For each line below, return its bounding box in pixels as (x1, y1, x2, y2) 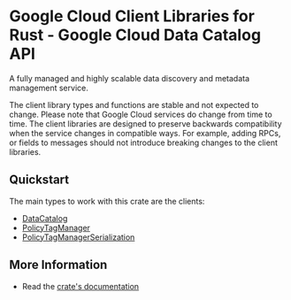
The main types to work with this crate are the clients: (9, 196, 205, 206)
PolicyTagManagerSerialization (21, 232, 135, 242)
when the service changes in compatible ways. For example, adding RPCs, (9, 127, 281, 138)
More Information (9, 258, 108, 273)
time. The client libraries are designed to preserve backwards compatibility (9, 118, 282, 129)
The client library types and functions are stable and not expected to (9, 99, 259, 110)
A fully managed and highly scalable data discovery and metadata (9, 73, 250, 83)
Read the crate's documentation (21, 281, 140, 291)
